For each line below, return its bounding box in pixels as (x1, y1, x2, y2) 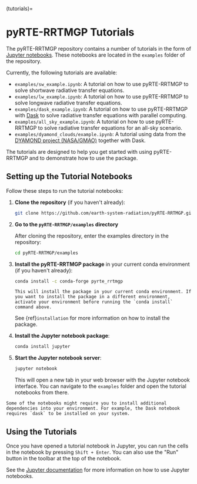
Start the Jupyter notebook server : (14, 354, 102, 361)
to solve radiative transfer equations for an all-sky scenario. (38, 124, 182, 131)
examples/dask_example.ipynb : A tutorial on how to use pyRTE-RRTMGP (14, 106, 188, 113)
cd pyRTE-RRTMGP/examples (14, 250, 78, 256)
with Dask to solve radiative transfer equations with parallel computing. (14, 111, 187, 118)
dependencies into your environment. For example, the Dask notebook (6, 406, 181, 411)
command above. (14, 304, 52, 310)
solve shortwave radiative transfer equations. (14, 87, 125, 94)
